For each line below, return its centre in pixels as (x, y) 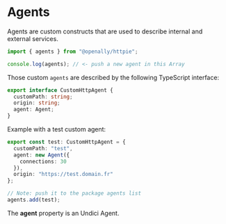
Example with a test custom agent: (57, 129)
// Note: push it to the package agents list (74, 193)
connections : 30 (43, 161)
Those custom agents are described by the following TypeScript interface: (113, 77)
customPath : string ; (43, 97)
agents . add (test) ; (34, 200)
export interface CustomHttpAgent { (60, 90)
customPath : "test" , (43, 148)
